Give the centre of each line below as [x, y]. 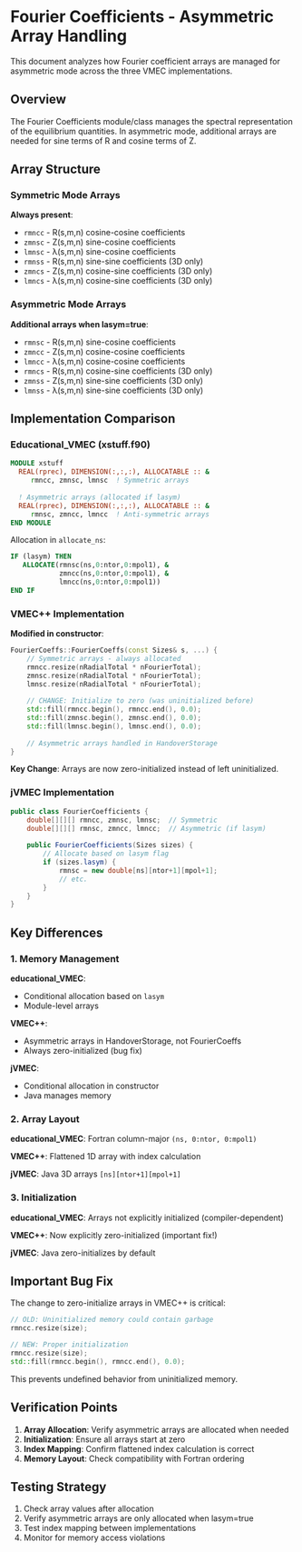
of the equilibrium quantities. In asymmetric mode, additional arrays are [144, 131]
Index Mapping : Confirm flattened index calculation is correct [139, 1448]
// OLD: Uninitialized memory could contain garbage [112, 1320]
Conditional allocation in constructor [91, 1086]
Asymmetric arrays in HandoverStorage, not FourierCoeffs [132, 1041]
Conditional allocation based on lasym [94, 996]
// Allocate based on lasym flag [106, 854]
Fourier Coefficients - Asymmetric [142, 17]
